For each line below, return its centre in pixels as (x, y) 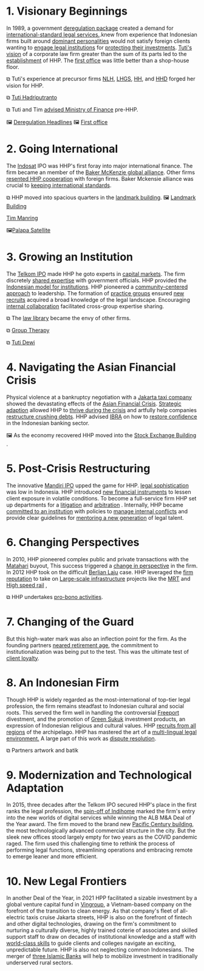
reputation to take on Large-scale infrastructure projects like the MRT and (98, 578)
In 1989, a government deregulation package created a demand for (90, 28)
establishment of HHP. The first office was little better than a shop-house (98, 60)
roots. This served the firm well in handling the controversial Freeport (93, 712)
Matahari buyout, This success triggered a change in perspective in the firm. (102, 566)
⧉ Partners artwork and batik (42, 750)
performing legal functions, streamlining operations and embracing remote (100, 850)
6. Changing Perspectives (73, 542)
